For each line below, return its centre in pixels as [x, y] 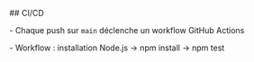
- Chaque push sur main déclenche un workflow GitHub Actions [127, 30]
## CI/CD [27, 13]
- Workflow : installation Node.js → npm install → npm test [117, 48]
